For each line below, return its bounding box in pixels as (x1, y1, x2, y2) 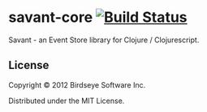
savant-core (8, 8, 93, 27)
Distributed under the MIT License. (8, 96, 125, 106)
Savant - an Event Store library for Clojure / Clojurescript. (8, 35, 200, 45)
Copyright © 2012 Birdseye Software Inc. (8, 80, 146, 89)
